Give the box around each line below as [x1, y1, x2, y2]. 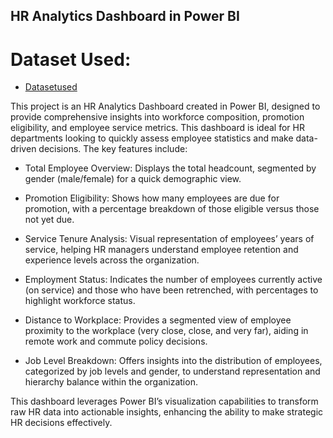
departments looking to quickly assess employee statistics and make [10, 132, 294, 144]
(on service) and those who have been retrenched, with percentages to [24, 284, 319, 296]
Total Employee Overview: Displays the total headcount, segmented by [24, 162, 317, 174]
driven [10, 143, 37, 155]
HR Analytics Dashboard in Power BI [10, 8, 240, 25]
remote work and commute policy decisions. [24, 335, 208, 348]
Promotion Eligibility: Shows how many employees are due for [24, 192, 280, 204]
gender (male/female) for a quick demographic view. [24, 173, 242, 185]
